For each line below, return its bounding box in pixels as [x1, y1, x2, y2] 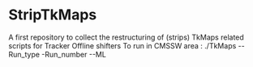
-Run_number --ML [41, 49, 107, 59]
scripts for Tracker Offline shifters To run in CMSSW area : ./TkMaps [8, 40, 237, 50]
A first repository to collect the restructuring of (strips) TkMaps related [8, 32, 245, 42]
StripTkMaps [8, 6, 97, 24]
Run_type [8, 49, 41, 59]
